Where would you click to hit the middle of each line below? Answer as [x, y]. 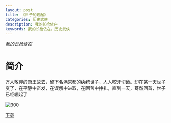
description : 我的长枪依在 [32, 24]
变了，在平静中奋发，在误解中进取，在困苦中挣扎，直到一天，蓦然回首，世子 [85, 88]
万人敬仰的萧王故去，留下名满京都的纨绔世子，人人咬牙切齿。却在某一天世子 [85, 82]
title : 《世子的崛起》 [27, 15]
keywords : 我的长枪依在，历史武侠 [38, 29]
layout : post [19, 10]
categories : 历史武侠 [27, 19]
